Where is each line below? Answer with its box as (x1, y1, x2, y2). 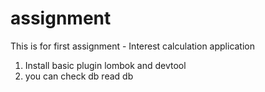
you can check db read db (24, 70, 134, 82)
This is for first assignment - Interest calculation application (10, 40, 256, 52)
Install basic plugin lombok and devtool (24, 59, 187, 71)
